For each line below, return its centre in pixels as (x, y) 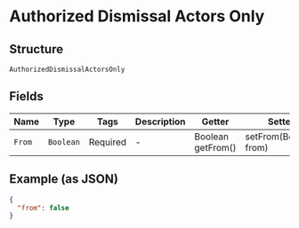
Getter (215, 122)
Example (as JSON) (64, 179)
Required (108, 142)
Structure (36, 49)
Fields (27, 96)
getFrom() (215, 147)
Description (160, 122)
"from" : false (43, 208)
